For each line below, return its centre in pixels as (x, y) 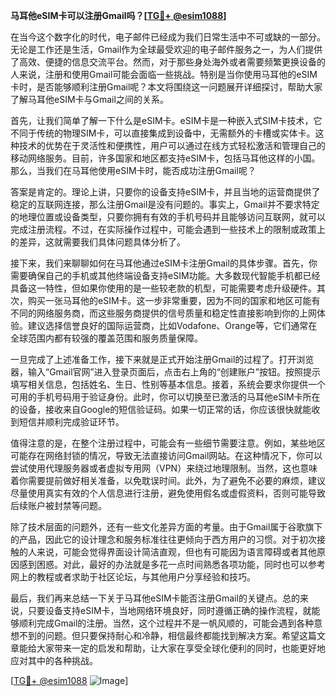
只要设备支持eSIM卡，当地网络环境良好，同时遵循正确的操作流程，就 (169, 610)
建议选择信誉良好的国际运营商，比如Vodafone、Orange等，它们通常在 (172, 325)
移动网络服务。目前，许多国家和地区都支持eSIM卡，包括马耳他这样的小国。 (165, 158)
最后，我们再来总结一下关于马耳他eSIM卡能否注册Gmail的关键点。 (146, 598)
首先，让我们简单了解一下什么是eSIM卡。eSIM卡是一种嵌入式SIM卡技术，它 (166, 120)
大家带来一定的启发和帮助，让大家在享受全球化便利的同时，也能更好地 (181, 648)
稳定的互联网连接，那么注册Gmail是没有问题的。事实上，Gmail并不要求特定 (165, 204)
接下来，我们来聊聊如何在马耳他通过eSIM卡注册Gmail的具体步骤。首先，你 (164, 263)
